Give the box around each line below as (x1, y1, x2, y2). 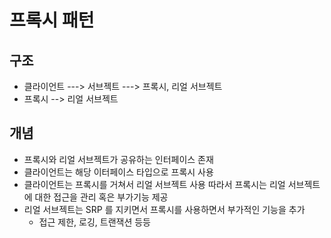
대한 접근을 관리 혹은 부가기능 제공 (34, 191, 169, 203)
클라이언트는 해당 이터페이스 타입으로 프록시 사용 (23, 166, 214, 178)
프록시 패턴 (9, 9, 95, 32)
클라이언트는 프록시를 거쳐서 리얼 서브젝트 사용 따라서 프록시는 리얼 (23, 178, 286, 190)
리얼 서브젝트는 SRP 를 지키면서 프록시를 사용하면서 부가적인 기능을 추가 (23, 203, 306, 215)
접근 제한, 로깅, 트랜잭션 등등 (38, 216, 151, 228)
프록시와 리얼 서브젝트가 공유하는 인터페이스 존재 (23, 153, 214, 165)
